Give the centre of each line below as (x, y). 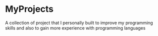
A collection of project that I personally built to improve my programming (79, 23)
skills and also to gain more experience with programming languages (75, 28)
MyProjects (29, 9)
